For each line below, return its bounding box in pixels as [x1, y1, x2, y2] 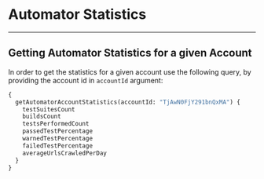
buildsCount [22, 112, 61, 121]
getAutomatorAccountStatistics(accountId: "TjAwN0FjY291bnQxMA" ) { [15, 98, 241, 106]
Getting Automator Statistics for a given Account [8, 46, 252, 60]
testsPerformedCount [22, 120, 90, 128]
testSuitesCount [22, 105, 76, 113]
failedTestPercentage [22, 141, 93, 150]
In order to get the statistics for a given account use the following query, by [8, 67, 251, 76]
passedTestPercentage [22, 127, 93, 135]
